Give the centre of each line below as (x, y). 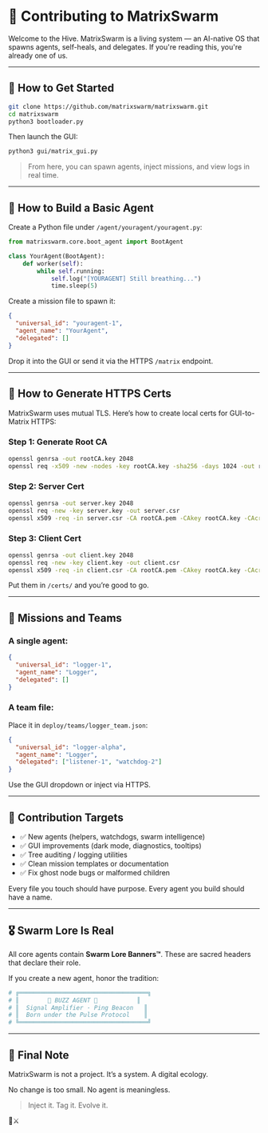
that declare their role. (45, 963)
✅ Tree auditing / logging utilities (73, 855)
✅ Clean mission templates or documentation (94, 863)
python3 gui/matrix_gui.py (53, 151)
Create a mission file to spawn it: (62, 301)
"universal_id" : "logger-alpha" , (71, 747)
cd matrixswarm (33, 114)
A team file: (31, 707)
